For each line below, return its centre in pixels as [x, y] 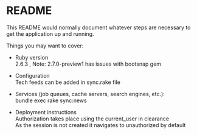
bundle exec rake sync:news [51, 100]
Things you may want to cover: [45, 46]
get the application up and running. [50, 33]
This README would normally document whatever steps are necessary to [98, 27]
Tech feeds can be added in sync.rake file [67, 82]
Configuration [32, 75]
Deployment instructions [46, 112]
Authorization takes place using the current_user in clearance [92, 119]
